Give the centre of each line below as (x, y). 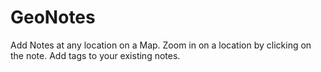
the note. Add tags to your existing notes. (95, 55)
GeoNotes (53, 17)
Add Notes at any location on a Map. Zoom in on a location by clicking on (161, 45)
